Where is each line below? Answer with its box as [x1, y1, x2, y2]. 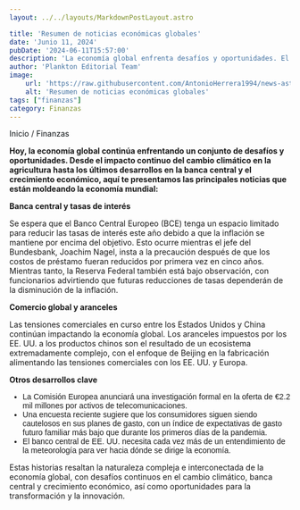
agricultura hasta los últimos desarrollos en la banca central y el [9, 164, 252, 175]
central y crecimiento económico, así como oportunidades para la [9, 481, 252, 492]
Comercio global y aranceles [9, 302, 118, 313]
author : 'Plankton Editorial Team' [9, 63, 142, 71]
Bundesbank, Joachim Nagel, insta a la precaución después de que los [9, 247, 271, 257]
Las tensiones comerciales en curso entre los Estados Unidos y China [9, 319, 266, 330]
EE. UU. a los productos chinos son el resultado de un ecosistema [9, 339, 252, 349]
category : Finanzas [9, 104, 82, 113]
